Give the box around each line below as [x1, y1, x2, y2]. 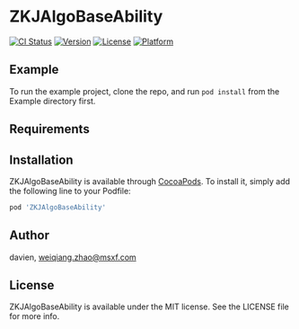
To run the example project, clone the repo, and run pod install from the [9, 85, 280, 96]
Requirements [9, 121, 90, 137]
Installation [9, 152, 74, 167]
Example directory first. [9, 95, 96, 106]
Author [9, 227, 49, 244]
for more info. [9, 311, 60, 322]
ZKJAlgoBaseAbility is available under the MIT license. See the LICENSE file [9, 301, 289, 312]
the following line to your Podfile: [9, 185, 132, 196]
